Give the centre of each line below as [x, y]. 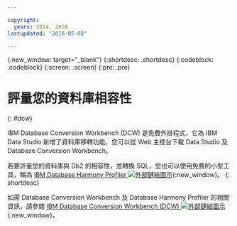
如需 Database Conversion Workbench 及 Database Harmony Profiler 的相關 [118, 198]
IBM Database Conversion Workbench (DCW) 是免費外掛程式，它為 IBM [112, 133]
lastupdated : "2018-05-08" [47, 33]
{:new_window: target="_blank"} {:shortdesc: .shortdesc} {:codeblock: [111, 60]
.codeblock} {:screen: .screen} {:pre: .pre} [69, 68]
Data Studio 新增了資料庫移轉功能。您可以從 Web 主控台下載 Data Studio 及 [118, 142]
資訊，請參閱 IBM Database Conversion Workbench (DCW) [93, 206]
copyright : [23, 20]
